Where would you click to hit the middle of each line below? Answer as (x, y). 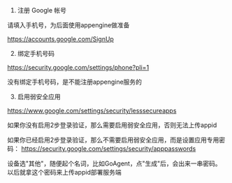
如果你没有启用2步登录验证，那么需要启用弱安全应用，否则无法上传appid (112, 125)
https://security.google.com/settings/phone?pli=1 (78, 67)
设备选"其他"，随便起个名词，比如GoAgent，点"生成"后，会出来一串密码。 (114, 163)
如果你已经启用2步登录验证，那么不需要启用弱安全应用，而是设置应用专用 (113, 140)
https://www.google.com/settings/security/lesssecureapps (92, 111)
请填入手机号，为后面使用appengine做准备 (68, 25)
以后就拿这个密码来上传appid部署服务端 (64, 172)
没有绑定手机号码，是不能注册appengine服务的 (74, 82)
